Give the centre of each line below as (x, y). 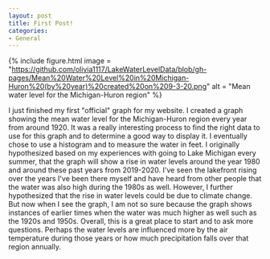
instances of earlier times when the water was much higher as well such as (133, 212)
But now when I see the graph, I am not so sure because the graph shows (130, 204)
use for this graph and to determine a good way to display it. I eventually (128, 136)
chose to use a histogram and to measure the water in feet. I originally (124, 144)
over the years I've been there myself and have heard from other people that (135, 179)
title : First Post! (41, 23)
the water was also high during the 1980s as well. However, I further (121, 187)
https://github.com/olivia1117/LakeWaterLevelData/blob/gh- (109, 70)
